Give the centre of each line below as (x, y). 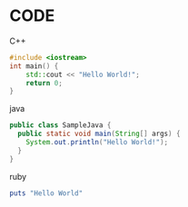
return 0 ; (45, 83)
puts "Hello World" (46, 193)
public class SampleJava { (60, 125)
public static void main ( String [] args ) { (99, 134)
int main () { (34, 66)
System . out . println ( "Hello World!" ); (97, 143)
